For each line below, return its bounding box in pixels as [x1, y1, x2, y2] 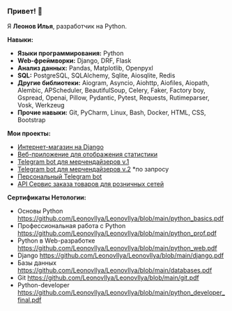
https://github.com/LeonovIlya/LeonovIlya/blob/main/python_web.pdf [17, 244, 217, 252]
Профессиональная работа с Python [17, 222, 126, 230]
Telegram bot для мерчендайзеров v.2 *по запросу [17, 165, 169, 174]
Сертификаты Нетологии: [7, 193, 86, 202]
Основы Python [17, 207, 63, 215]
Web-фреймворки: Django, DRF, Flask [17, 56, 132, 65]
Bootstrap [17, 116, 46, 124]
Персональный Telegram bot [17, 172, 102, 181]
